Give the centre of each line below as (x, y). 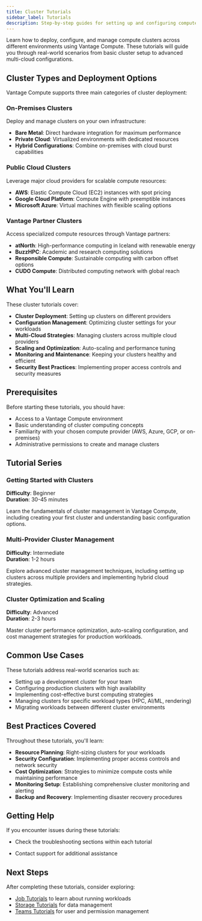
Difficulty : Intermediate (35, 552)
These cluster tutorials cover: (43, 304)
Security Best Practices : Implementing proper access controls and (98, 367)
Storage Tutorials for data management (63, 905)
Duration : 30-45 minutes (37, 500)
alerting (24, 791)
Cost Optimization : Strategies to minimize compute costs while (93, 771)
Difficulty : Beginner (31, 493)
